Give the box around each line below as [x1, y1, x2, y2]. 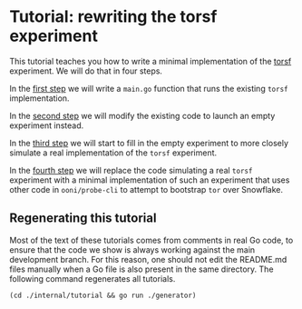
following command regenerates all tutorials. [9, 273, 176, 284]
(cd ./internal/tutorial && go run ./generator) [9, 291, 197, 300]
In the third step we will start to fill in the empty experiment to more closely [9, 137, 288, 148]
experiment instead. [9, 120, 84, 131]
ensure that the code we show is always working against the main [9, 244, 256, 255]
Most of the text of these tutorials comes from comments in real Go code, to [9, 234, 294, 245]
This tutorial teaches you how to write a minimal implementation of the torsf [9, 55, 292, 66]
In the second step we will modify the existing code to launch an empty [9, 110, 276, 121]
